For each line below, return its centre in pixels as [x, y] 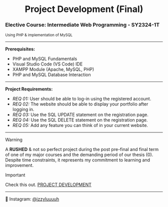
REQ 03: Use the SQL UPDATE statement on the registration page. [80, 115]
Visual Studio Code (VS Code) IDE [47, 64]
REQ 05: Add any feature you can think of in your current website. [80, 125]
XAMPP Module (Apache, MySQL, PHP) [53, 69]
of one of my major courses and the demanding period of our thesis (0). [79, 155]
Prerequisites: [20, 49]
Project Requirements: [29, 89]
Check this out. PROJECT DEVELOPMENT [48, 185]
